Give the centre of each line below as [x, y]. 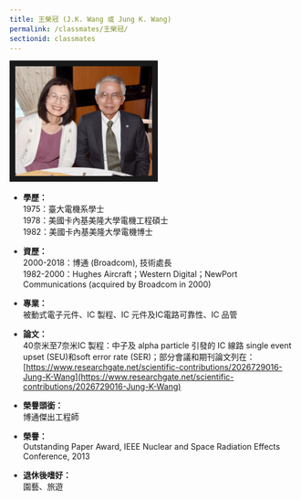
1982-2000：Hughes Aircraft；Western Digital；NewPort [130, 274]
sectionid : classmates [52, 38]
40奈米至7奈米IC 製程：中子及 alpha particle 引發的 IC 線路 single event [157, 346]
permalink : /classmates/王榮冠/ [69, 29]
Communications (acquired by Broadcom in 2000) [117, 284]
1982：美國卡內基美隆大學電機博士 [88, 232]
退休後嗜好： [47, 475]
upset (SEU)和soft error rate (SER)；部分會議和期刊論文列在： [139, 357]
